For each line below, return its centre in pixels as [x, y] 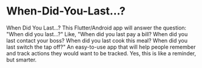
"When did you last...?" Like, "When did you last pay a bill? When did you [97, 34]
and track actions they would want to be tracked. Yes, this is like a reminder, [101, 53]
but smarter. [22, 60]
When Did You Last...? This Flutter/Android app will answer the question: [96, 28]
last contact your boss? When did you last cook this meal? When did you [97, 40]
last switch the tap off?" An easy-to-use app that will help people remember [101, 47]
